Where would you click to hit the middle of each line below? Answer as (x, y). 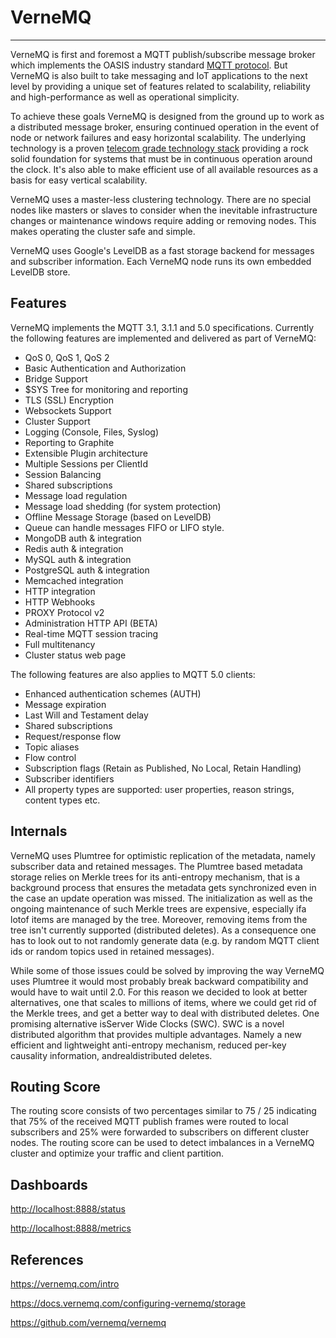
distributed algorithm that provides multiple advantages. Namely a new (156, 1034)
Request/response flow (73, 736)
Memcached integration (74, 580)
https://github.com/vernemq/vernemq (88, 1322)
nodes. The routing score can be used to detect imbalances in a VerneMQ (162, 1143)
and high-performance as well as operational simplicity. (125, 97)
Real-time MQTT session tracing (91, 633)
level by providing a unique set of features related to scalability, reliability (160, 86)
